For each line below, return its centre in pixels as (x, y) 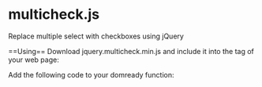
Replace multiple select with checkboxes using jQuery (96, 36)
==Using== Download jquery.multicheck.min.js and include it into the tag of (131, 51)
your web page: (34, 60)
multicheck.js (54, 14)
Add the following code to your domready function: (92, 74)
